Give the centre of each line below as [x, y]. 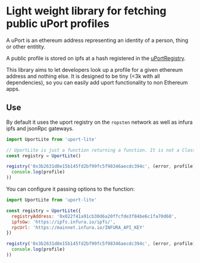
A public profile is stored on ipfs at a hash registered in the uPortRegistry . [96, 58]
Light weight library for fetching [86, 11]
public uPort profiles [58, 24]
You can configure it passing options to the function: [71, 189]
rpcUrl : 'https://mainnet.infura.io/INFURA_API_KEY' [78, 227]
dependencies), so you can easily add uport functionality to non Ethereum [97, 82]
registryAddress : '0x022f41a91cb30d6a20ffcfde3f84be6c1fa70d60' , [94, 216]
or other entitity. [26, 47]
